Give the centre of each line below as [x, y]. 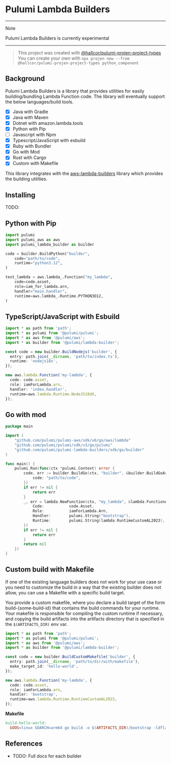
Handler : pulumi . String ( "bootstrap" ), [81, 516]
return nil [35, 544]
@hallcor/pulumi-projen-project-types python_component [78, 63]
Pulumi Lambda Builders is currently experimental [57, 38]
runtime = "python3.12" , [38, 263]
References [24, 744]
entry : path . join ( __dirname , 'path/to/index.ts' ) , [65, 357]
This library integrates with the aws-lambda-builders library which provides [84, 174]
